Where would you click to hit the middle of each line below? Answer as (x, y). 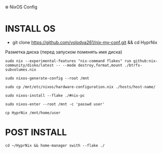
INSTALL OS (30, 29)
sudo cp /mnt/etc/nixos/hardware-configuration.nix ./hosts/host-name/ (80, 87)
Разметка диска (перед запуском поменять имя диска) (64, 52)
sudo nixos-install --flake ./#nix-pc (45, 95)
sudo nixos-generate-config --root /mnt (47, 78)
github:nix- (145, 61)
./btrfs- (133, 65)
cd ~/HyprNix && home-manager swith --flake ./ (55, 145)
